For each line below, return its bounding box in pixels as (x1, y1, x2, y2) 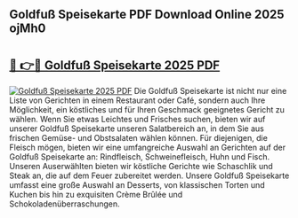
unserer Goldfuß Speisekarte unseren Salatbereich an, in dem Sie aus (9, 123, 264, 134)
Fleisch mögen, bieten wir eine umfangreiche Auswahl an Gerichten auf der (9, 142, 286, 152)
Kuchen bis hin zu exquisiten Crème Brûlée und (9, 190, 183, 199)
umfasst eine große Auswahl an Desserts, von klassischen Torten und (9, 180, 265, 190)
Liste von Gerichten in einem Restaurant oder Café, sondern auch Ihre (9, 95, 266, 105)
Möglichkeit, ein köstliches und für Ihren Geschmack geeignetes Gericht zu (9, 105, 285, 114)
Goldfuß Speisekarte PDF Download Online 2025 (9, 7, 285, 22)
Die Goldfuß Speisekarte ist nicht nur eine (133, 86, 287, 96)
